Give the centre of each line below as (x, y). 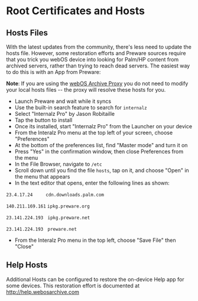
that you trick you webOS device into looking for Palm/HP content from (92, 59)
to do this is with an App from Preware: (53, 72)
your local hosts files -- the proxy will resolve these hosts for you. (86, 90)
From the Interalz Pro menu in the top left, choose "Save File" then (95, 240)
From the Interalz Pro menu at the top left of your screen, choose (94, 132)
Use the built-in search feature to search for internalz (81, 107)
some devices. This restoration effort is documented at (73, 286)
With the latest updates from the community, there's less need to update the (99, 47)
